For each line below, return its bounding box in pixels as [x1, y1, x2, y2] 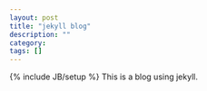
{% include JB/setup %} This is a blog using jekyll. [9, 71, 198, 82]
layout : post [9, 13, 59, 23]
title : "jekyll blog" [9, 22, 92, 31]
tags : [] [9, 47, 43, 56]
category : [9, 38, 47, 48]
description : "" [9, 30, 71, 39]
